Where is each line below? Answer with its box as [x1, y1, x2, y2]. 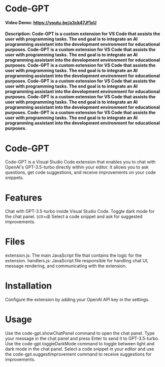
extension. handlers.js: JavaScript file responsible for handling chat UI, [5, 258, 149, 264]
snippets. [5, 175, 24, 181]
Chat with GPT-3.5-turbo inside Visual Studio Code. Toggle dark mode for [5, 208, 155, 214]
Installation [5, 280, 52, 291]
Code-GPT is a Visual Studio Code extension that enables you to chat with [5, 159, 156, 165]
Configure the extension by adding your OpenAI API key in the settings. [5, 297, 150, 303]
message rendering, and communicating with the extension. [5, 263, 127, 269]
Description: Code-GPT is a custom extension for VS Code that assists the [5, 31, 161, 37]
